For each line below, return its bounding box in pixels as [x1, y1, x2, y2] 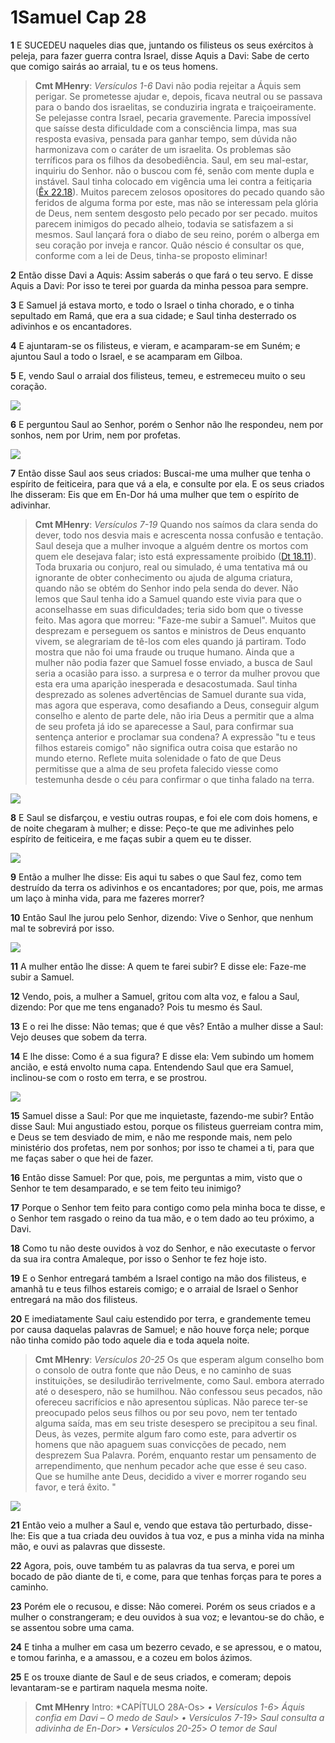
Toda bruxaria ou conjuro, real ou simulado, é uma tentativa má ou [34, 561, 308, 573]
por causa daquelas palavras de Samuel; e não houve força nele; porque [10, 1323, 310, 1335]
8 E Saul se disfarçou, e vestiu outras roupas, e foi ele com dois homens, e [10, 811, 318, 823]
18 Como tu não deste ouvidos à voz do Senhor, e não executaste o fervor [10, 1242, 316, 1254]
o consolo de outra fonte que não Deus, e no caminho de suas [34, 1364, 292, 1376]
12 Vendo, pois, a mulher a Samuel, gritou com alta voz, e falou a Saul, [10, 990, 300, 1002]
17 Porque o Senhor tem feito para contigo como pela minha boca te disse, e [10, 1201, 326, 1213]
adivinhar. [10, 499, 51, 511]
